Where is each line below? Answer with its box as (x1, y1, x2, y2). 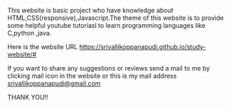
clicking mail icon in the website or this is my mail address (7, 71, 177, 80)
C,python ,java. (7, 29, 52, 37)
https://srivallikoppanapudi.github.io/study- (79, 43, 206, 51)
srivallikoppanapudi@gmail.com (7, 79, 101, 88)
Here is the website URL (7, 43, 78, 51)
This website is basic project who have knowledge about (7, 6, 174, 14)
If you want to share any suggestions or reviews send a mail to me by (7, 64, 210, 72)
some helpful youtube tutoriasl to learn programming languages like (7, 21, 206, 29)
